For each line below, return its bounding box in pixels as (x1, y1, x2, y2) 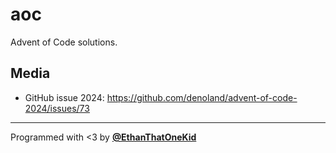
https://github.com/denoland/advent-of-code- (106, 91, 298, 103)
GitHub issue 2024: (24, 91, 105, 103)
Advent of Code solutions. (10, 36, 118, 48)
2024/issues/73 (24, 102, 90, 114)
